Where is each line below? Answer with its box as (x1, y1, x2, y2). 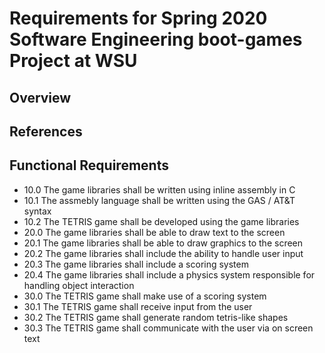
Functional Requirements (9, 157, 169, 174)
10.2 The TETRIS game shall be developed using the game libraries (23, 215, 300, 227)
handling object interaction (23, 279, 135, 291)
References (9, 123, 83, 140)
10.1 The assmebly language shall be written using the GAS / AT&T (23, 194, 296, 206)
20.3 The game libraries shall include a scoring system (23, 258, 249, 270)
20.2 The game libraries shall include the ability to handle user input (23, 247, 304, 259)
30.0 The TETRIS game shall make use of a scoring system (23, 290, 267, 302)
